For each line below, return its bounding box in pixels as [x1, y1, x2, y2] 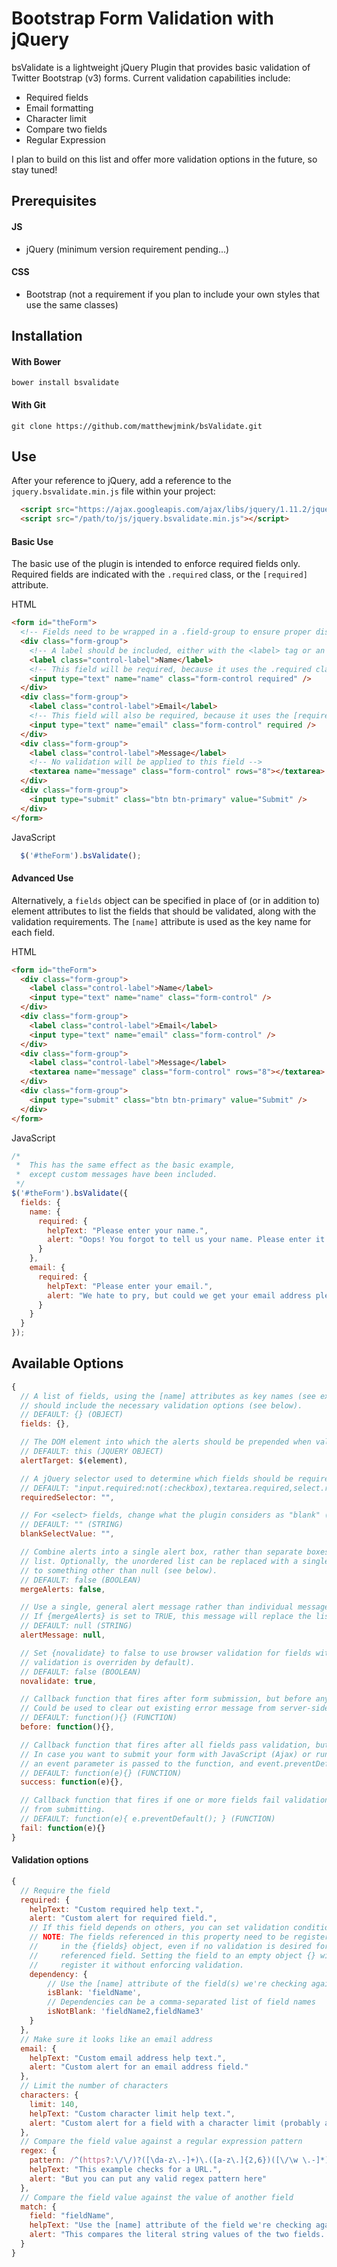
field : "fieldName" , [29, 2211, 115, 2221]
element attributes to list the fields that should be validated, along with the [11, 905, 317, 917]
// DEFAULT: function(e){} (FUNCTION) [20, 1768, 183, 1778]
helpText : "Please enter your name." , [47, 1225, 209, 1236]
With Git [11, 398, 46, 411]
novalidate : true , [20, 1676, 98, 1686]
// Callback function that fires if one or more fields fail [20, 1795, 281, 1806]
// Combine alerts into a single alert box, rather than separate [20, 1547, 303, 1557]
